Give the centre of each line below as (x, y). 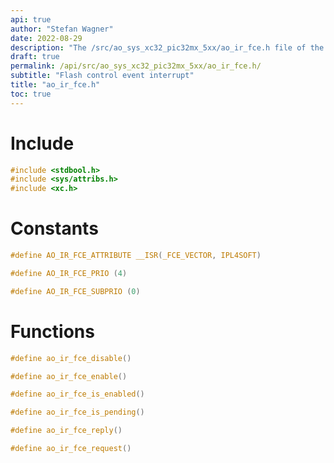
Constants (54, 228)
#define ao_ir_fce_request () (71, 449)
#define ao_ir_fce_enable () (69, 376)
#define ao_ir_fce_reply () (66, 431)
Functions (52, 331)
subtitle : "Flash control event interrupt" (102, 76)
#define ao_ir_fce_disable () (71, 358)
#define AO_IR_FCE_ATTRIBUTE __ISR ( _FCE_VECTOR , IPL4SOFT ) (136, 256)
